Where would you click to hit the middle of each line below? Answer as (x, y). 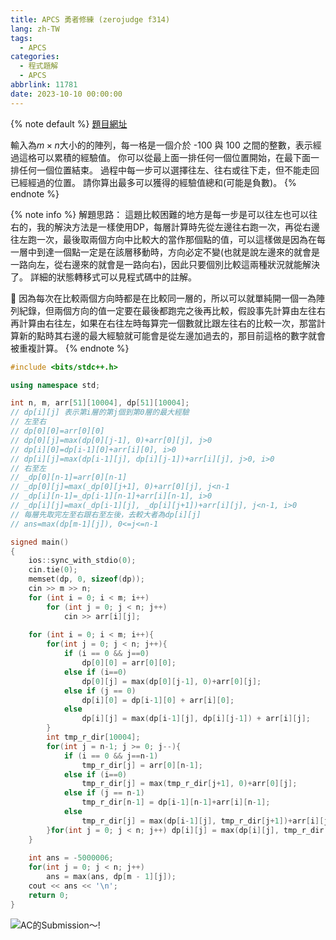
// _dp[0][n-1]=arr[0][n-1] (69, 477)
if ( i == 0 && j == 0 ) (106, 654)
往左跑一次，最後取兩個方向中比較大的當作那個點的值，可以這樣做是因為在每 (168, 239)
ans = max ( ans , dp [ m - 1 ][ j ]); (111, 877)
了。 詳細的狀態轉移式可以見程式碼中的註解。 (103, 277)
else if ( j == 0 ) (100, 691)
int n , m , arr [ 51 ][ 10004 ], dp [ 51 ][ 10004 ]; (100, 403)
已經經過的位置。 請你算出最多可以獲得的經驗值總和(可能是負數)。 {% (153, 182)
